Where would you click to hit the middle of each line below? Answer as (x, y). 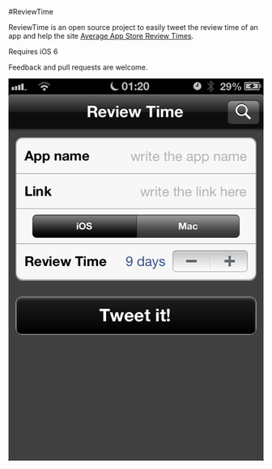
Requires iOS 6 (33, 51)
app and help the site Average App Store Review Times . (101, 36)
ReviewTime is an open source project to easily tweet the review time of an (134, 27)
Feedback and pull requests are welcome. (78, 67)
